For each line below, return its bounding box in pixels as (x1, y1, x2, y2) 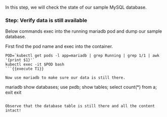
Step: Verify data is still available (5, 17, 88, 24)
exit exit (5, 89, 22, 95)
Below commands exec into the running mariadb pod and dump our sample (5, 28, 162, 34)
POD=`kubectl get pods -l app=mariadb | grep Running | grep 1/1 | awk (5, 53, 159, 58)
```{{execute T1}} (5, 67, 44, 72)
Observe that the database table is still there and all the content (5, 103, 155, 109)
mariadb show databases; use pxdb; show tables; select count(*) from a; (5, 84, 157, 90)
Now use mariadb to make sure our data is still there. (5, 75, 126, 80)
